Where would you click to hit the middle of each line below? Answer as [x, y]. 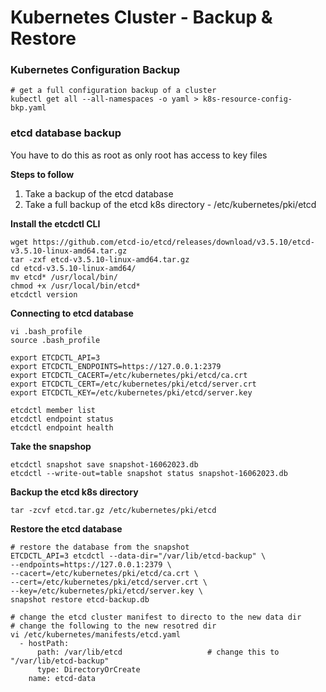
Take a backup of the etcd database [99, 193]
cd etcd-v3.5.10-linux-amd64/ [73, 268]
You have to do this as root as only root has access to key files [139, 155]
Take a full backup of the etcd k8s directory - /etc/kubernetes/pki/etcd [170, 204]
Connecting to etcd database [72, 313]
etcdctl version [44, 294]
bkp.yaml [28, 108]
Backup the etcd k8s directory [74, 492]
